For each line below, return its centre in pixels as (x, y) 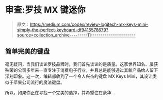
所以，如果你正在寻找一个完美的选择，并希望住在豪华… (60, 92)
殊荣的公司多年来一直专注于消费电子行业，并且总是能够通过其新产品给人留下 (81, 70)
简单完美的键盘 (27, 51)
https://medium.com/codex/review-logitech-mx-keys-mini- (89, 24)
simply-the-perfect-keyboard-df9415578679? (63, 30)
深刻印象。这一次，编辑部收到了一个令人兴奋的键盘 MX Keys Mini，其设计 (79, 76)
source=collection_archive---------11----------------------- (76, 35)
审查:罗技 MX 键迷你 (45, 10)
